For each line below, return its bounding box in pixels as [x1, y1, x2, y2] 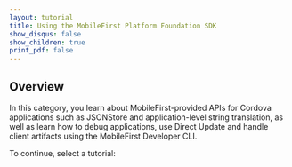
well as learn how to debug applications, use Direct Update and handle [9, 121, 269, 131]
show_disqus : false [9, 29, 82, 38]
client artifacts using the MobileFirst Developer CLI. [9, 131, 198, 141]
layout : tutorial [9, 12, 74, 22]
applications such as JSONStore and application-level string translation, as [9, 112, 283, 123]
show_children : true [9, 37, 86, 47]
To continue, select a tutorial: [9, 147, 116, 158]
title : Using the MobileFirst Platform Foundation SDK [9, 21, 217, 30]
